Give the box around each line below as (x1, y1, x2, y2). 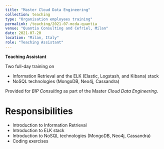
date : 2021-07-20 (5, 30, 41, 35)
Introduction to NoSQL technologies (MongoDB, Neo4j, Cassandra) (12, 132, 151, 138)
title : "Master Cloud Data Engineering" (5, 7, 91, 12)
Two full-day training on (5, 63, 54, 69)
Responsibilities (5, 105, 73, 116)
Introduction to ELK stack (12, 127, 65, 133)
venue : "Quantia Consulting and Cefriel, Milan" (5, 26, 108, 31)
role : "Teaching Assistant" (5, 40, 64, 45)
